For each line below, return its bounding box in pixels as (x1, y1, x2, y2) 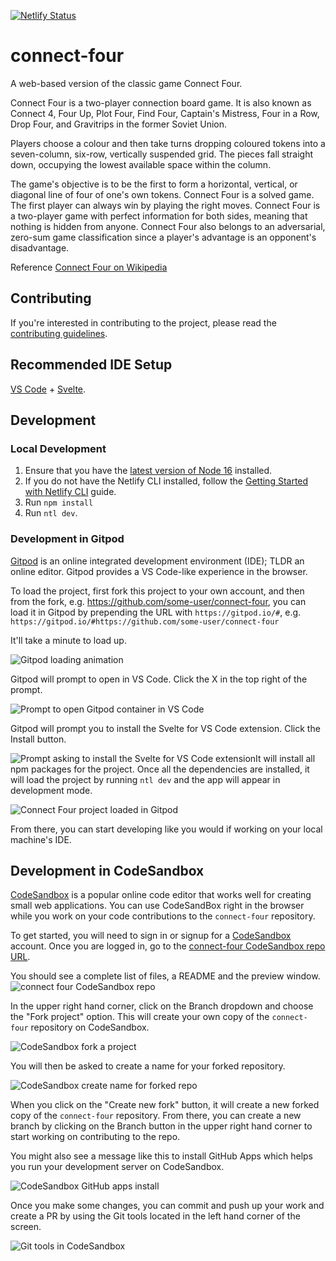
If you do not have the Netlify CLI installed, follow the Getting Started (24, 475, 309, 487)
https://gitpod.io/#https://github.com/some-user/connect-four (10, 616, 280, 627)
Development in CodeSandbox (10, 862, 205, 879)
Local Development (10, 441, 107, 455)
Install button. (10, 733, 67, 745)
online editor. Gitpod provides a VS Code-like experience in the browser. (10, 565, 308, 577)
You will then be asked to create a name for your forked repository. (10, 1060, 286, 1072)
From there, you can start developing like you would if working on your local (10, 823, 323, 835)
